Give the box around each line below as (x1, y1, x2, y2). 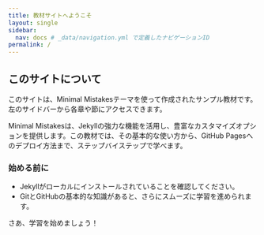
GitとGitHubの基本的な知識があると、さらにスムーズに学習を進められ (19, 192, 245, 201)
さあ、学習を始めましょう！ (8, 218, 99, 228)
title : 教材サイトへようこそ (8, 11, 92, 20)
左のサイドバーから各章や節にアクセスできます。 (8, 104, 167, 114)
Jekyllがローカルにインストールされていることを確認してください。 (19, 182, 239, 192)
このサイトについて (8, 72, 102, 85)
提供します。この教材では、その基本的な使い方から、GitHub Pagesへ (28, 131, 254, 140)
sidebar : (8, 26, 37, 34)
